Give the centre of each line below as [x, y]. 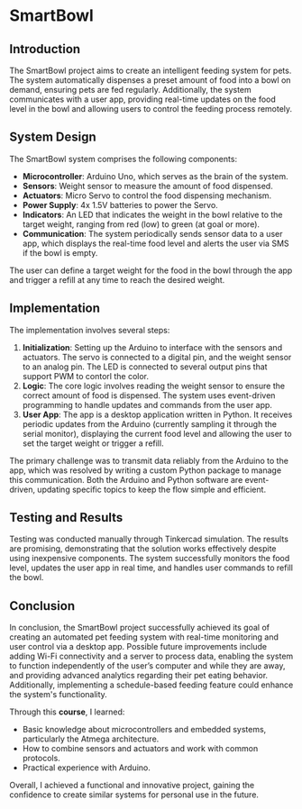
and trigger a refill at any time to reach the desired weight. [117, 279]
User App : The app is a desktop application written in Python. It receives [157, 414]
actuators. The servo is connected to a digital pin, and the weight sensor [157, 357]
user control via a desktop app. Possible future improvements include [138, 647]
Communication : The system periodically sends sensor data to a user [152, 233]
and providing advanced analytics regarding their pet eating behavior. [139, 676]
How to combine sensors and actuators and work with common [140, 749]
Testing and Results [66, 518]
